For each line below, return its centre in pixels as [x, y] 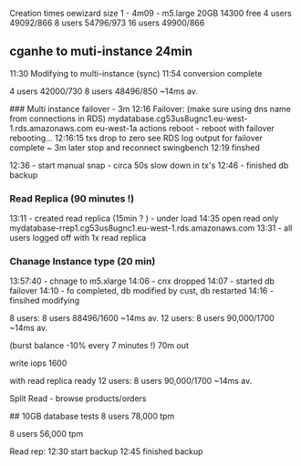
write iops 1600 [38, 363]
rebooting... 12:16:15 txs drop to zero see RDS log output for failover [136, 138]
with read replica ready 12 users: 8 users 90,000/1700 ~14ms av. [131, 381]
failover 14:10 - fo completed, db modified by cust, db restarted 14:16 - [141, 291]
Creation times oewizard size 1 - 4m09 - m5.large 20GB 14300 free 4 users [150, 13]
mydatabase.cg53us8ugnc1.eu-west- [178, 119]
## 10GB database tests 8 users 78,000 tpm [92, 416]
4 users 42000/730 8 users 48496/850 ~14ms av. [104, 91]
